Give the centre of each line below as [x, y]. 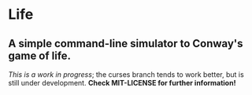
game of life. [40, 55]
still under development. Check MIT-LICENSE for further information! [122, 83]
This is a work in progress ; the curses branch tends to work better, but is [126, 75]
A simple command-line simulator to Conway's [126, 44]
